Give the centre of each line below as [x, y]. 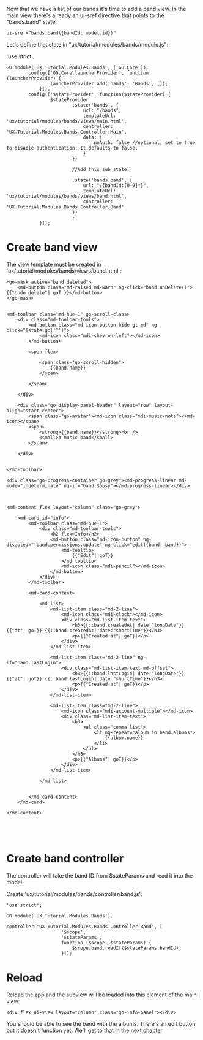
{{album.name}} [124, 738]
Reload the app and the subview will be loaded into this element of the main [102, 995]
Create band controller [65, 859]
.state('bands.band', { [102, 180]
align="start [23, 411]
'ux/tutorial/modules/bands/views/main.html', [67, 121]
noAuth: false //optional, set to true [145, 143]
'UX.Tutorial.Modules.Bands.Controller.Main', [67, 132]
